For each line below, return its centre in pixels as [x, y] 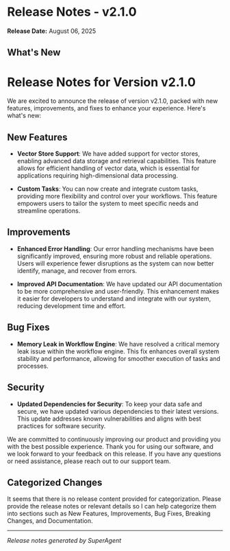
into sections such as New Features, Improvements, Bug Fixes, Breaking [109, 514]
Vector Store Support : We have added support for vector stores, [108, 154]
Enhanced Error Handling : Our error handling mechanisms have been [115, 248]
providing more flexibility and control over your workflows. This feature [117, 196]
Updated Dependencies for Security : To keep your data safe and [110, 404]
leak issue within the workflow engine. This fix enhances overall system [118, 351]
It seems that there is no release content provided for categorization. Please [114, 499]
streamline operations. [49, 211]
